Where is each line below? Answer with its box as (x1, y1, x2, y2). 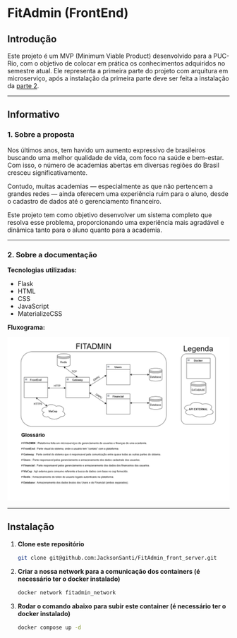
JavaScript (17, 302, 49, 310)
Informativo (7, 109, 60, 121)
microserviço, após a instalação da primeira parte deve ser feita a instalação (7, 74, 229, 82)
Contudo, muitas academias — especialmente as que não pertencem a (7, 182, 213, 190)
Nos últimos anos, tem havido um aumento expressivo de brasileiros (7, 146, 206, 154)
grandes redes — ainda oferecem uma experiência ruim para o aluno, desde (7, 189, 229, 198)
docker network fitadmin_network (17, 589, 116, 596)
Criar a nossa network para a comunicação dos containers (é (17, 567, 200, 575)
